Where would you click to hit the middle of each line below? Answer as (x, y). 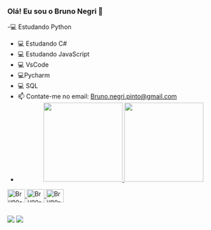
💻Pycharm (34, 75)
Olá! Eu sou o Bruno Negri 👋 (55, 11)
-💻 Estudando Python (39, 27)
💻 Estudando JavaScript (53, 54)
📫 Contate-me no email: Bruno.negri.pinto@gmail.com (97, 96)
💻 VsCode (33, 65)
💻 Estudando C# (42, 44)
